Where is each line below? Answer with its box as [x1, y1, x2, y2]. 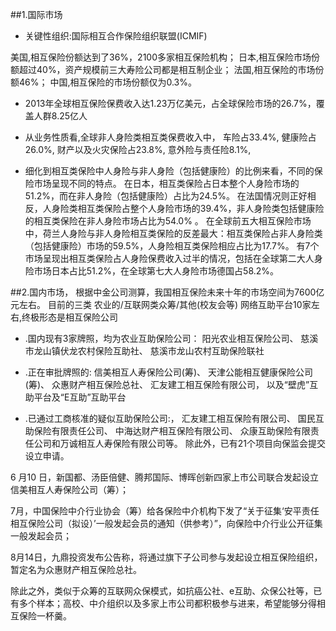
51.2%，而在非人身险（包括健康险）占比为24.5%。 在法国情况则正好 [24, 190, 308, 202]
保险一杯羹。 [18, 610, 72, 622]
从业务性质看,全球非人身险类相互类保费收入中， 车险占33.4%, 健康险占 [24, 131, 317, 143]
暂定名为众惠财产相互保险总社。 [10, 564, 142, 575]
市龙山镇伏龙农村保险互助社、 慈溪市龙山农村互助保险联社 [24, 345, 265, 357]
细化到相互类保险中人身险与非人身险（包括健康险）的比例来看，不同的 [24, 165, 315, 177]
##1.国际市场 [10, 9, 63, 20]
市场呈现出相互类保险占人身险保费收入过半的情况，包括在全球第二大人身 [24, 253, 323, 264]
